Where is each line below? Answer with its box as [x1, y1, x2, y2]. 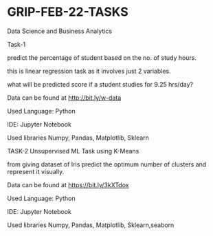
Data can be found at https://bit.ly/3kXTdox [7, 180, 129, 189]
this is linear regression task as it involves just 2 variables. [7, 67, 172, 75]
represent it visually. [7, 167, 65, 175]
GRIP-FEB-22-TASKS [7, 4, 128, 20]
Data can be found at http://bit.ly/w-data [7, 94, 122, 102]
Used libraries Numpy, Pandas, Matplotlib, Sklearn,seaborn [7, 221, 175, 229]
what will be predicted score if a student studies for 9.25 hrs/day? [7, 80, 194, 88]
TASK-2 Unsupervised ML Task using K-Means [7, 147, 139, 155]
